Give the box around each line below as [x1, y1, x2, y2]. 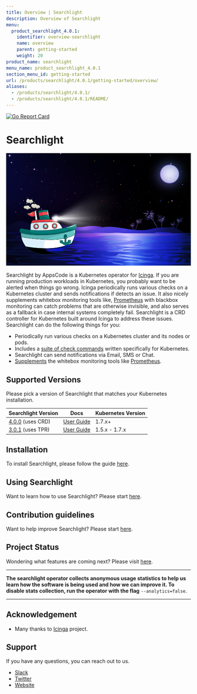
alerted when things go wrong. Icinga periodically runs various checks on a [6, 284, 188, 291]
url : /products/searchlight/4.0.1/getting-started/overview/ [6, 77, 159, 83]
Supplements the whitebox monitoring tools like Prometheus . [14, 358, 162, 365]
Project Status [6, 542, 60, 552]
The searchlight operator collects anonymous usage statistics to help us [6, 574, 186, 581]
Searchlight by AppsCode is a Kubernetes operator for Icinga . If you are [6, 271, 179, 278]
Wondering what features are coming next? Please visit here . [6, 557, 154, 565]
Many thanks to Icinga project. [14, 625, 88, 632]
